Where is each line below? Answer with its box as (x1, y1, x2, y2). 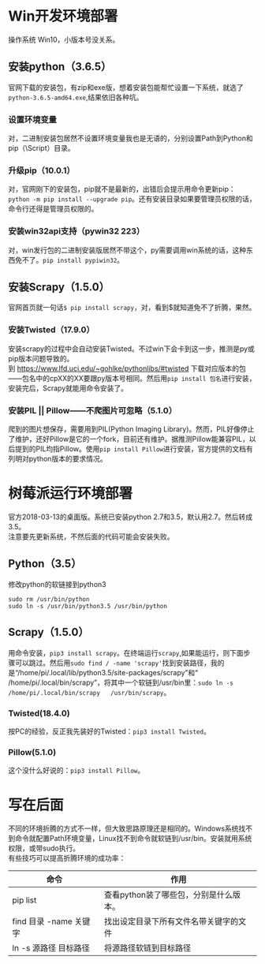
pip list (12, 895, 37, 906)
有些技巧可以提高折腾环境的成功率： (8, 854, 126, 863)
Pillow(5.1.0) (8, 746, 57, 757)
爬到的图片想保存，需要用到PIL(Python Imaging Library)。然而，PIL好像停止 (8, 424, 255, 434)
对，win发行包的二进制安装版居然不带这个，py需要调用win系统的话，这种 (8, 245, 247, 255)
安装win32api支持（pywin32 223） (8, 226, 145, 237)
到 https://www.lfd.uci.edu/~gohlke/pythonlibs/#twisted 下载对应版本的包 (8, 364, 247, 373)
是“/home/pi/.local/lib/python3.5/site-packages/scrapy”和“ (8, 667, 199, 677)
